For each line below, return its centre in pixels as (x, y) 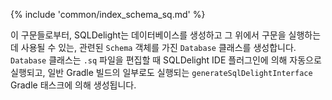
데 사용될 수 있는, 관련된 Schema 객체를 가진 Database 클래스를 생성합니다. (153, 47)
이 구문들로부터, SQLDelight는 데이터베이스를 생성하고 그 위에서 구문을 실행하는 (166, 35)
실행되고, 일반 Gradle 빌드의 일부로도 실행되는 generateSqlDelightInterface (161, 72)
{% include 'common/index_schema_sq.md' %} (108, 14)
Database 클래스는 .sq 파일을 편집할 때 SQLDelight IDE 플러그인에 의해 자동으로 (166, 60)
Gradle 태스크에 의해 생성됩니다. (73, 85)
